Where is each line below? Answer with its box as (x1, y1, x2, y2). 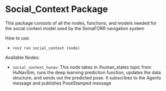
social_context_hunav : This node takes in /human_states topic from (12, 64, 151, 70)
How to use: (5, 35, 30, 41)
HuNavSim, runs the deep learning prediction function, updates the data (12, 69, 161, 75)
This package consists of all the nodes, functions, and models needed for (5, 20, 157, 26)
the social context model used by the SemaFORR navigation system (5, 25, 144, 31)
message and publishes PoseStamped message (12, 80, 111, 86)
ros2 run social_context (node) (12, 45, 80, 50)
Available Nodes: (5, 54, 40, 60)
